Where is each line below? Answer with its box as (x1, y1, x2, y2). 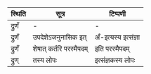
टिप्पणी (108, 9, 126, 18)
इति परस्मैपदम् (94, 44, 130, 54)
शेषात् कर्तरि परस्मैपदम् (32, 44, 88, 54)
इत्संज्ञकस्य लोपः (94, 56, 136, 65)
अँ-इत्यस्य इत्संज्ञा (94, 32, 140, 42)
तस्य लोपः (32, 56, 58, 65)
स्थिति (11, 9, 26, 18)
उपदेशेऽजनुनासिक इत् (32, 32, 87, 42)
